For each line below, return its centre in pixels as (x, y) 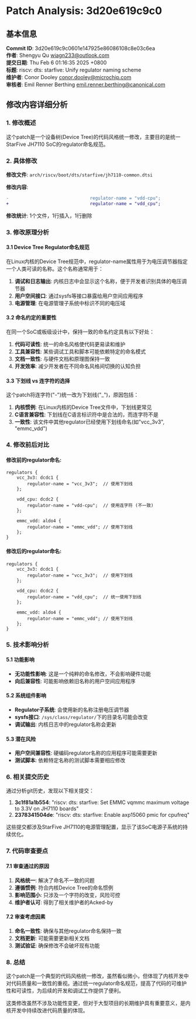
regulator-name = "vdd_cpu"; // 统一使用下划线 (84, 597)
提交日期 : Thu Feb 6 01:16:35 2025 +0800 (56, 62)
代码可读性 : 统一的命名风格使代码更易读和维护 (70, 345)
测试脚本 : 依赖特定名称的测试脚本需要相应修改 (70, 761)
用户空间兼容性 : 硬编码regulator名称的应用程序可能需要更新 (86, 753)
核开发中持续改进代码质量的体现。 (47, 1011)
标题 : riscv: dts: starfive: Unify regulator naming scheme (74, 70)
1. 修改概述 (21, 123)
